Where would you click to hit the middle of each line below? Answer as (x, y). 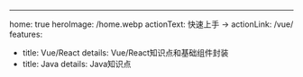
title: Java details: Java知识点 (77, 64)
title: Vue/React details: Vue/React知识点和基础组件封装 (125, 53)
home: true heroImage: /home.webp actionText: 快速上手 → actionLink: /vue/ (151, 24)
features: (26, 34)
